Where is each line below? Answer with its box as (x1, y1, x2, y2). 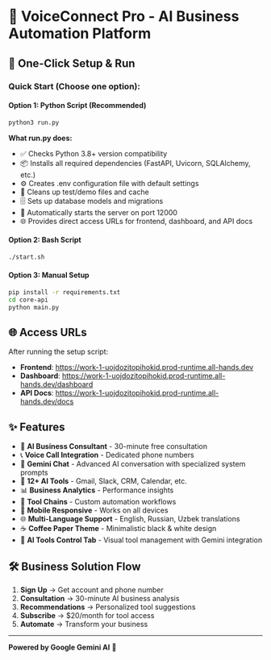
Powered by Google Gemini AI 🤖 (8, 642, 117, 652)
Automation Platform (8, 24, 152, 43)
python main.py (8, 303, 60, 311)
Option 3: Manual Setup (8, 270, 90, 280)
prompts (19, 467, 48, 478)
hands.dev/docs (19, 396, 74, 406)
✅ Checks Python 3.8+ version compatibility (19, 148, 168, 158)
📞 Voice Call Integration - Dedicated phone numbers (19, 450, 195, 460)
